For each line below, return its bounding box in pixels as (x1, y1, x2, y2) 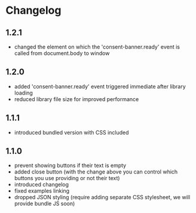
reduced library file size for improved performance (14, 95, 139, 102)
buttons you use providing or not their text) (14, 175, 120, 182)
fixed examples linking (14, 187, 70, 194)
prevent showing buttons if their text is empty (14, 162, 127, 169)
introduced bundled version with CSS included (14, 129, 129, 136)
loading (14, 89, 33, 96)
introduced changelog (14, 181, 69, 188)
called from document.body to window (14, 50, 110, 57)
